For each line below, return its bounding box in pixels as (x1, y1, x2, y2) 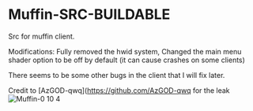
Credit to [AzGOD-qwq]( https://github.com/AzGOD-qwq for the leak (8, 85, 230, 95)
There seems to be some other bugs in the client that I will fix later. (8, 70, 225, 80)
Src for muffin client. (8, 31, 75, 41)
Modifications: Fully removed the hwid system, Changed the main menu (8, 46, 242, 56)
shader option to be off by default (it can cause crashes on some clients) (8, 55, 245, 65)
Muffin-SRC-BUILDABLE (8, 6, 171, 24)
